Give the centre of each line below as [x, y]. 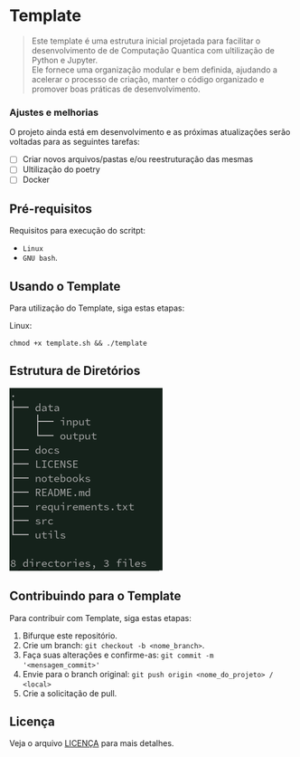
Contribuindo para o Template [95, 596]
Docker [36, 180]
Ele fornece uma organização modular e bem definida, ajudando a [155, 70]
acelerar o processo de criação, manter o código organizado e [148, 79]
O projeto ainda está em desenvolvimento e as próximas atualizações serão [150, 132]
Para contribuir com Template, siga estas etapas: [100, 618]
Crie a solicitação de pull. [70, 693]
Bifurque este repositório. [70, 636]
